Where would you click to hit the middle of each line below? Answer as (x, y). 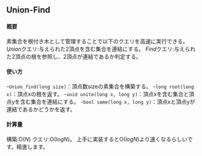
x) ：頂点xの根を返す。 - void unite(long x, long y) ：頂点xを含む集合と (98, 94)
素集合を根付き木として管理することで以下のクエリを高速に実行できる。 (97, 41)
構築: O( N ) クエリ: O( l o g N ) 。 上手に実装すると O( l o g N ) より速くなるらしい (97, 139)
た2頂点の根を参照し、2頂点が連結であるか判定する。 (74, 56)
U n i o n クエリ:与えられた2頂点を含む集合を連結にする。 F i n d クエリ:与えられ (101, 49)
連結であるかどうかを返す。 (41, 109)
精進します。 (32, 147)
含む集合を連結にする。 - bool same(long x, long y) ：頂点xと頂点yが (107, 102)
